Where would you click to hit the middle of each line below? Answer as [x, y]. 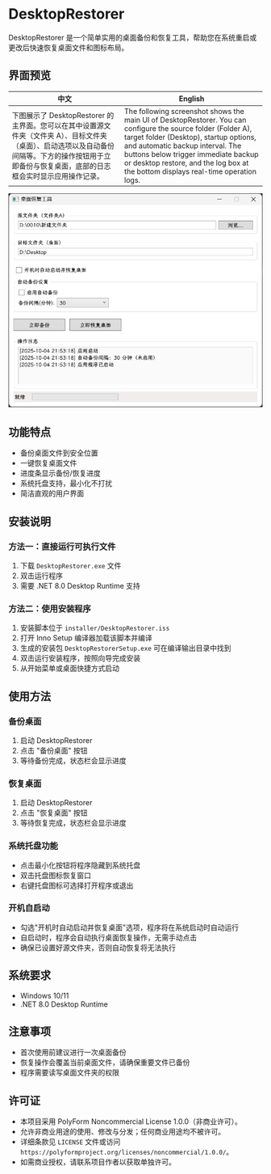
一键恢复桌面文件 [48, 463]
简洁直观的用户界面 [52, 493]
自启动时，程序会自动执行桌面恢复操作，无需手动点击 [108, 937]
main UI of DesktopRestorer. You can [185, 120]
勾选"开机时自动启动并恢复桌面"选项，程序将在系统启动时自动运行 [129, 927]
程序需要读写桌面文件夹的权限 [69, 1073]
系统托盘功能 [33, 846]
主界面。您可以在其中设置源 [58, 125]
